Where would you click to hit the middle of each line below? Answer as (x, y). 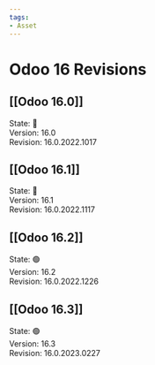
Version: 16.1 (32, 201)
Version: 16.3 (33, 343)
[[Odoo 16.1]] (45, 169)
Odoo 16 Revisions (78, 69)
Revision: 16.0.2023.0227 (55, 353)
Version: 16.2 (33, 272)
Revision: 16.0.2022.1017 (53, 141)
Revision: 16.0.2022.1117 (52, 209)
